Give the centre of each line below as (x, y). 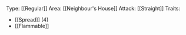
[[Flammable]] (32, 26)
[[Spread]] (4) (31, 20)
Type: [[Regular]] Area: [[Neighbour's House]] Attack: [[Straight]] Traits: (93, 8)
